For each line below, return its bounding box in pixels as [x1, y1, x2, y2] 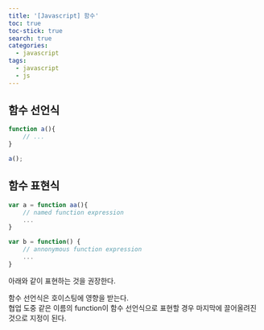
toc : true [8, 19, 42, 27]
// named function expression [23, 208, 125, 217]
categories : [8, 42, 48, 50]
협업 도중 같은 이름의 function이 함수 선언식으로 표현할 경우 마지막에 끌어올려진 [8, 303, 258, 312]
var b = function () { [8, 238, 81, 246]
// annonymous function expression [23, 245, 142, 254]
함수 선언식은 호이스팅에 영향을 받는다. [8, 293, 129, 303]
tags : [8, 57, 27, 65]
